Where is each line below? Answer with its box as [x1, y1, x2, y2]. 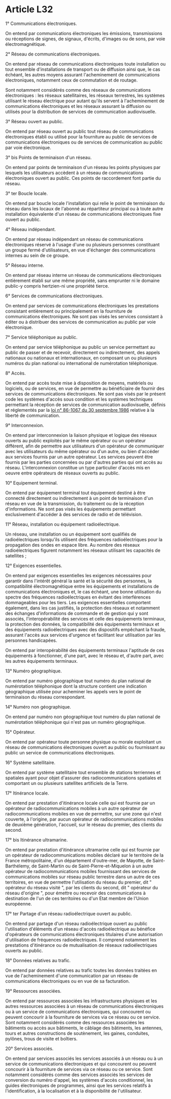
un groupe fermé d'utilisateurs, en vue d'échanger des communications [5, 247, 156, 253]
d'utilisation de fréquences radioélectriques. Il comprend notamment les [5, 937, 157, 943]
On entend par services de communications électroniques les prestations [5, 302, 159, 308]
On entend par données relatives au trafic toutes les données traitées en [5, 967, 157, 973]
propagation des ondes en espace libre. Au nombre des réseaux [5, 542, 140, 548]
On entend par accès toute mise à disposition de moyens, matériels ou [5, 380, 153, 386]
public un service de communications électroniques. [5, 749, 116, 755]
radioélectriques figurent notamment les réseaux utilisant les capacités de [5, 547, 161, 553]
